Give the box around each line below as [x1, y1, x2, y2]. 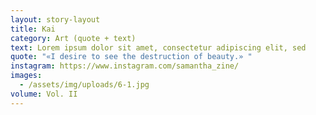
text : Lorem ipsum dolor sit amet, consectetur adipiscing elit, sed [10, 42, 307, 53]
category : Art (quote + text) [10, 33, 137, 43]
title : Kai [10, 24, 56, 34]
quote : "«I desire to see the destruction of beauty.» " [10, 52, 253, 62]
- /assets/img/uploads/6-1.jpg [19, 80, 150, 90]
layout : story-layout [10, 14, 101, 25]
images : [10, 71, 43, 81]
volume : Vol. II [10, 89, 78, 99]
